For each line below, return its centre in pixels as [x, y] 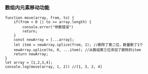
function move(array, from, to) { [40, 18]
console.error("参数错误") [48, 27]
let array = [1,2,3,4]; [29, 63]
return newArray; [31, 54]
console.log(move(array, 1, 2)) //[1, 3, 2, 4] [54, 67]
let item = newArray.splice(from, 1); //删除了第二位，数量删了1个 [78, 45]
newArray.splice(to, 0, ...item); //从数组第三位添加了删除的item [77, 50]
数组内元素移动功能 [27, 7]
